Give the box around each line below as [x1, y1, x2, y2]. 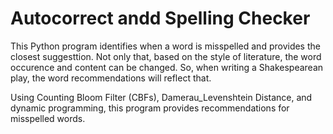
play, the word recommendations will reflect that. [10, 72, 212, 84]
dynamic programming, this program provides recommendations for [10, 102, 290, 114]
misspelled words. [10, 112, 86, 124]
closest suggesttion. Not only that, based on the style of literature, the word [10, 50, 322, 62]
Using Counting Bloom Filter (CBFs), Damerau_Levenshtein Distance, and [10, 91, 313, 103]
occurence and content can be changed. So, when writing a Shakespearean [10, 61, 324, 73]
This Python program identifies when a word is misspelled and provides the [10, 40, 321, 52]
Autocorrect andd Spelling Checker [10, 7, 311, 30]
